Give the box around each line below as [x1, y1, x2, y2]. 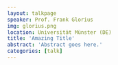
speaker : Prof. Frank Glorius [7, 16, 94, 23]
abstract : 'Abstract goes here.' [7, 41, 103, 48]
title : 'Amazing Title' [7, 35, 75, 42]
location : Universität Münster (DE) [7, 28, 112, 36]
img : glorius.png [7, 22, 57, 29]
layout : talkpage [7, 9, 57, 17]
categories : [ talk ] [7, 48, 63, 55]
